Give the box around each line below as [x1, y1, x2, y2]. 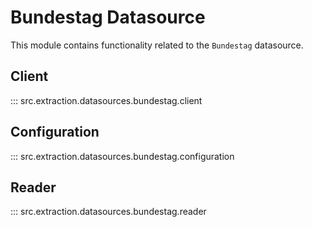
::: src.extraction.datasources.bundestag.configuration [10, 150, 235, 162]
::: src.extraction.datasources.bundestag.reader [10, 206, 207, 218]
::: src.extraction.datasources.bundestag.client [10, 94, 203, 106]
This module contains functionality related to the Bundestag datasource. [10, 39, 304, 51]
